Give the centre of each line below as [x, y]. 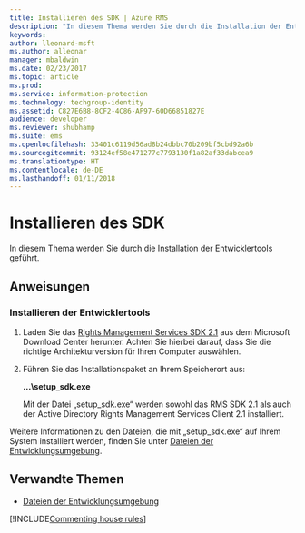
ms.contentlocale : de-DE [56, 170]
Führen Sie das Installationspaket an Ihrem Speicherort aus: [134, 369]
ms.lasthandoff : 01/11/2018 [63, 178]
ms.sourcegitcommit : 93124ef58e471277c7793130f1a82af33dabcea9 [132, 153]
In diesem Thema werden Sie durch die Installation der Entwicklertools [141, 248]
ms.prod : [26, 85]
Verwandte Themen [67, 479]
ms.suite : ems [36, 136]
